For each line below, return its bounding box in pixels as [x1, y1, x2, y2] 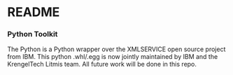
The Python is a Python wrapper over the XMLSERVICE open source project [7, 45, 226, 53]
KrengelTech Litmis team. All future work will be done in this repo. [7, 60, 197, 69]
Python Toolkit [7, 29, 58, 39]
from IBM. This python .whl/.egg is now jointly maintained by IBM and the [7, 53, 218, 61]
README [7, 4, 60, 20]
